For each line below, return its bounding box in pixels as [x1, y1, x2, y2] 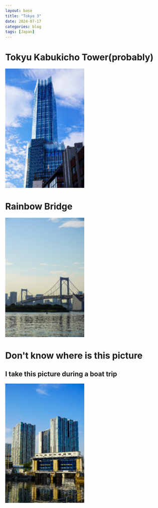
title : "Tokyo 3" [5, 13, 42, 19]
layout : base [5, 8, 33, 13]
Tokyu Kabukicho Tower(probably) [5, 52, 154, 63]
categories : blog [5, 24, 42, 29]
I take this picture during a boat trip [5, 370, 117, 379]
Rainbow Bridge [5, 201, 73, 212]
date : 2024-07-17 [5, 19, 42, 24]
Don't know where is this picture [5, 350, 143, 361]
